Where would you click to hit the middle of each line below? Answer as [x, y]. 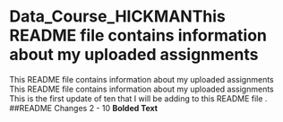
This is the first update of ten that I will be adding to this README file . [138, 98]
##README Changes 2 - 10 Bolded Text [84, 108]
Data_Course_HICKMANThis [118, 17]
